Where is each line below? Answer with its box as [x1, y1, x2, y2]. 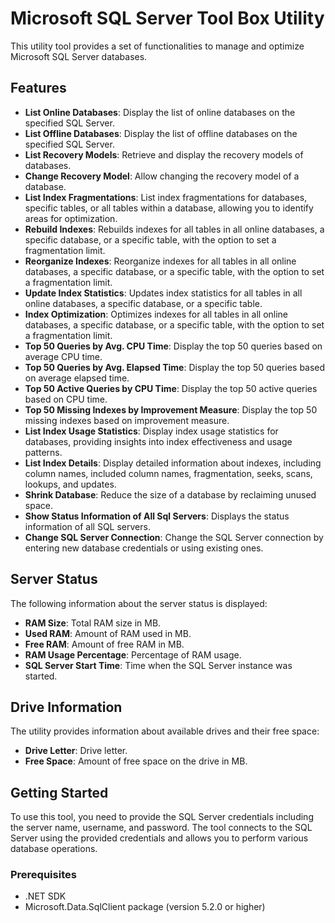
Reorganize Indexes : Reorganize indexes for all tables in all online [24, 255, 297, 267]
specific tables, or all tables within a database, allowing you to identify [24, 202, 314, 214]
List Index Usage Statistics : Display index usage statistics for [24, 425, 279, 437]
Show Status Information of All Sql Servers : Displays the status [24, 510, 290, 522]
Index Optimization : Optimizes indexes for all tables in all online [24, 308, 289, 320]
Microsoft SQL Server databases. [10, 50, 148, 62]
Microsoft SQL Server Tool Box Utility [10, 7, 325, 30]
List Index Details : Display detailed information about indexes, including [24, 457, 322, 469]
